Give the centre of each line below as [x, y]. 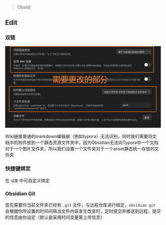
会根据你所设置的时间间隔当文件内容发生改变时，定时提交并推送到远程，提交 [83, 211]
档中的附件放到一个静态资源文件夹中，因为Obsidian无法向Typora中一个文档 [82, 142]
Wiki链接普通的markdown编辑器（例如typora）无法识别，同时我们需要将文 [81, 136]
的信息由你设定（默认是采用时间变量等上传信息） [55, 218]
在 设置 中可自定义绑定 [27, 180]
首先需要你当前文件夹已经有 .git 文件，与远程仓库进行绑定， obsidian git [80, 205]
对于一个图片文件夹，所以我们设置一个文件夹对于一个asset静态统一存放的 [80, 148]
